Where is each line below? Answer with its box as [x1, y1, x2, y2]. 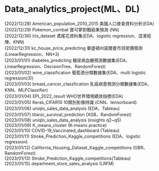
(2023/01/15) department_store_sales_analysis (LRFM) [4, 160, 114, 166]
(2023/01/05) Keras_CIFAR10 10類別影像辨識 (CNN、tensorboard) [4, 99, 137, 105]
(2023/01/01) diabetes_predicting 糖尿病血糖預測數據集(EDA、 [4, 57, 131, 63]
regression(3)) [4, 75, 34, 81]
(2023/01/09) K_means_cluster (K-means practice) [4, 122, 107, 128]
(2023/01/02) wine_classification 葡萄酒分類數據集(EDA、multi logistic [4, 70, 146, 75]
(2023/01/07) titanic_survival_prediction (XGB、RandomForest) [4, 111, 132, 117]
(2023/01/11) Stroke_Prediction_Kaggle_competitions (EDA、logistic [4, 133, 141, 139]
